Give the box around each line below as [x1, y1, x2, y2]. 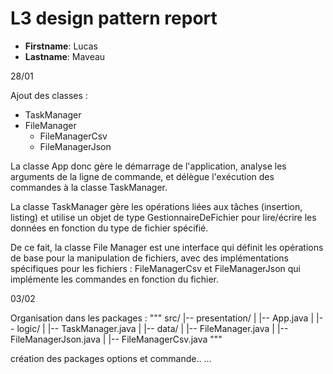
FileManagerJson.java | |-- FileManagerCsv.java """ [10, 333, 223, 345]
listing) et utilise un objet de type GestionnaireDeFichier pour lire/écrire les [10, 211, 317, 223]
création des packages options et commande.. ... [10, 352, 212, 364]
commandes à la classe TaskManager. [10, 181, 168, 193]
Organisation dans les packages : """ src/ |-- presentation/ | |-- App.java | [10, 312, 315, 324]
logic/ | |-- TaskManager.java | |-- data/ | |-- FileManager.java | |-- [16, 322, 289, 334]
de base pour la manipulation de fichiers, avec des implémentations [10, 252, 289, 264]
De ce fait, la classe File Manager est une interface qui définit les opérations [10, 241, 324, 253]
